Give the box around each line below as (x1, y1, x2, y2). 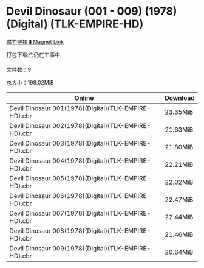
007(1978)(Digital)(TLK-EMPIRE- (52, 209, 151, 217)
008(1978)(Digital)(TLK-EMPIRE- (52, 227, 151, 235)
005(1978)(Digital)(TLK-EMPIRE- (52, 174, 151, 182)
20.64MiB (165, 248, 194, 256)
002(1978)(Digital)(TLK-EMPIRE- (52, 121, 151, 130)
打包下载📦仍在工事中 (6, 51, 61, 58)
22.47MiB (165, 195, 194, 203)
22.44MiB (165, 213, 194, 221)
